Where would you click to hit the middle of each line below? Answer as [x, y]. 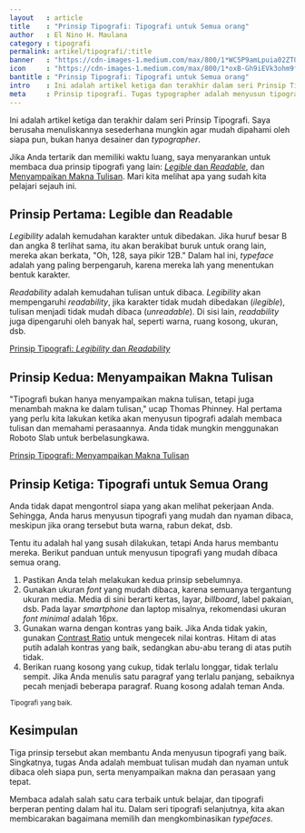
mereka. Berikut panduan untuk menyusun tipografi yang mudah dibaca [144, 552]
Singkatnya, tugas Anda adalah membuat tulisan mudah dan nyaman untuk [149, 762]
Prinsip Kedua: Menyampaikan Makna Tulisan [142, 377]
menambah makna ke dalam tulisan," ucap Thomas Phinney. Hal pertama [146, 409]
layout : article [46, 18]
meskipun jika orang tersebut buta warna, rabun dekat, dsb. [121, 525]
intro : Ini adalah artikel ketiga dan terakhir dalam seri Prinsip [148, 85]
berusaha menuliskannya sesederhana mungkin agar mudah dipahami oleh [150, 129]
